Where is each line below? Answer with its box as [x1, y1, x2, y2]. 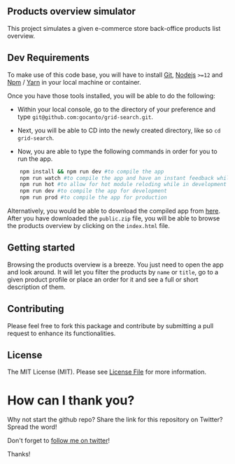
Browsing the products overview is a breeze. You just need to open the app [7, 260, 224, 269]
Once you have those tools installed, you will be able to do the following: [7, 91, 215, 100]
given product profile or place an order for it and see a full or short [7, 275, 199, 283]
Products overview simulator [7, 6, 136, 17]
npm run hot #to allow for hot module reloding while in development [20, 181, 227, 188]
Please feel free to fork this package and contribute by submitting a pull [7, 321, 214, 330]
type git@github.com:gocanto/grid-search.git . [17, 112, 154, 121]
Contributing [7, 303, 64, 315]
